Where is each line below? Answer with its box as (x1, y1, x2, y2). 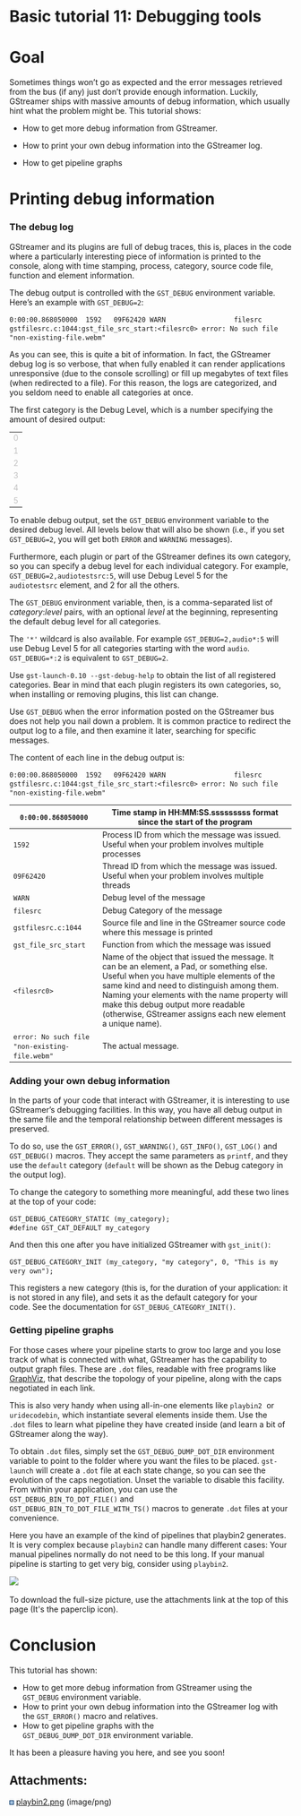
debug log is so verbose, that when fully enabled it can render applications (9, 358, 286, 369)
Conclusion (9, 1635, 97, 1655)
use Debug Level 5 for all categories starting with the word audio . (9, 643, 251, 654)
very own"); (9, 1267, 54, 1276)
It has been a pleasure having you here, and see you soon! (9, 1747, 226, 1758)
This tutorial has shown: (9, 1665, 98, 1675)
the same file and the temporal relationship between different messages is (9, 1114, 283, 1125)
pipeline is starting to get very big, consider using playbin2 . (9, 1558, 228, 1569)
